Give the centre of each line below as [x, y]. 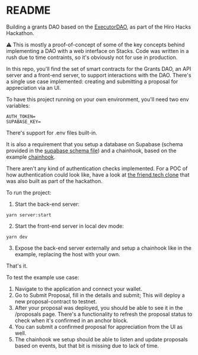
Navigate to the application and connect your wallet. [78, 288]
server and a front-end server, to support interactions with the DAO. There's [99, 75]
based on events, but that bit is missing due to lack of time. [87, 345]
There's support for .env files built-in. [52, 133]
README [28, 10]
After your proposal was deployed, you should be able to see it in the [99, 307]
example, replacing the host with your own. [67, 254]
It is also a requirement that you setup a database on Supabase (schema [95, 144]
